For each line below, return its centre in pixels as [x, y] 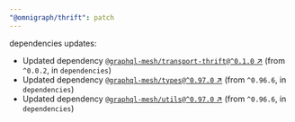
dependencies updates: [53, 43]
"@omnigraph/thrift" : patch [62, 17]
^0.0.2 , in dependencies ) [67, 70]
